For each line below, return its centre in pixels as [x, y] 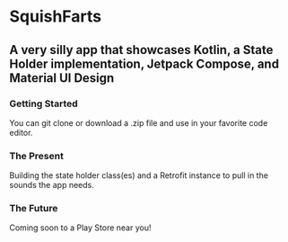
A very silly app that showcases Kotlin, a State [141, 50]
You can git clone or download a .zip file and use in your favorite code [139, 122]
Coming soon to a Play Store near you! [80, 228]
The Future [34, 209]
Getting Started [44, 103]
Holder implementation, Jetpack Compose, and [144, 63]
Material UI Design [62, 78]
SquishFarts [56, 17]
